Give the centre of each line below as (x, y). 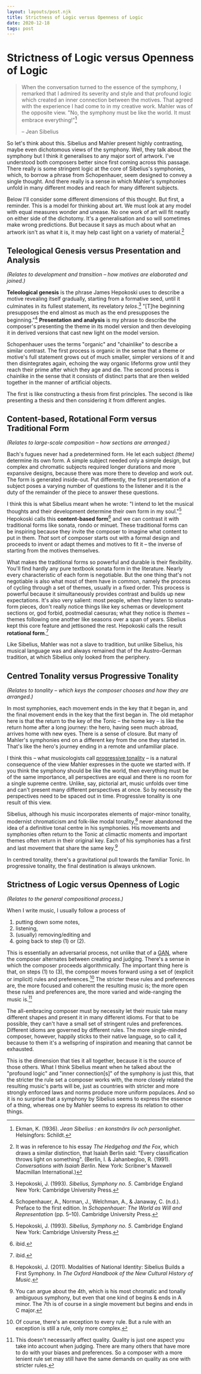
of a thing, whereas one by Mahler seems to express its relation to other (95, 1105)
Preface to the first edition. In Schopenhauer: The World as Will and (99, 1208)
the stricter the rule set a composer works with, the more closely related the (100, 1079)
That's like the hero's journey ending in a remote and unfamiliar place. (92, 746)
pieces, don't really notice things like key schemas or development (101, 606)
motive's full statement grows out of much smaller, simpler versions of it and (101, 357)
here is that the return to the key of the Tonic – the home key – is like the (95, 721)
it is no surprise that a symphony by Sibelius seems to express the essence (99, 1098)
